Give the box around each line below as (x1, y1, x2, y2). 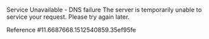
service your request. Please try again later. (6, 13, 130, 21)
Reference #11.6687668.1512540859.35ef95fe (6, 26, 137, 34)
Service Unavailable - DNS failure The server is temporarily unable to (6, 6, 202, 13)
